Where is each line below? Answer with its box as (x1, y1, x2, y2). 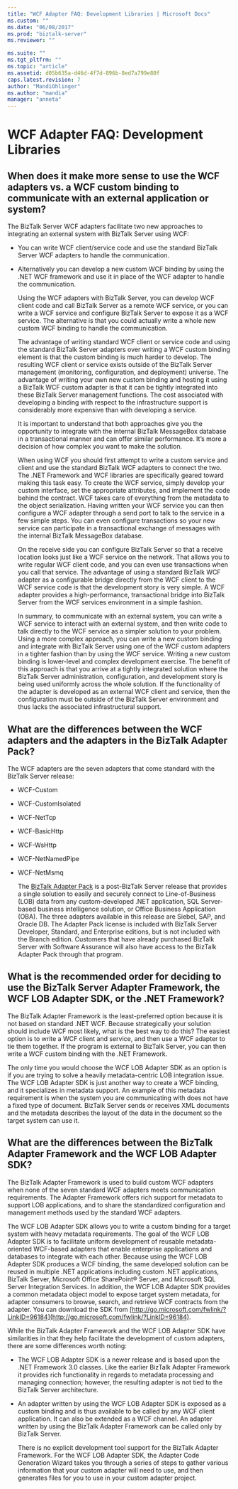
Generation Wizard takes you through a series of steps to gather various (17, 1458, 229, 1467)
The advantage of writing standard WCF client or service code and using (17, 338, 231, 346)
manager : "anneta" (7, 96, 62, 103)
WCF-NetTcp (17, 813, 57, 821)
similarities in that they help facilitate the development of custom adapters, (7, 1334, 225, 1343)
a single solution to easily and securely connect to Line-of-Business (17, 890, 216, 898)
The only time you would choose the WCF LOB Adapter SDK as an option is (7, 1063, 227, 1072)
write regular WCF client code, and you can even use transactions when (17, 560, 229, 569)
